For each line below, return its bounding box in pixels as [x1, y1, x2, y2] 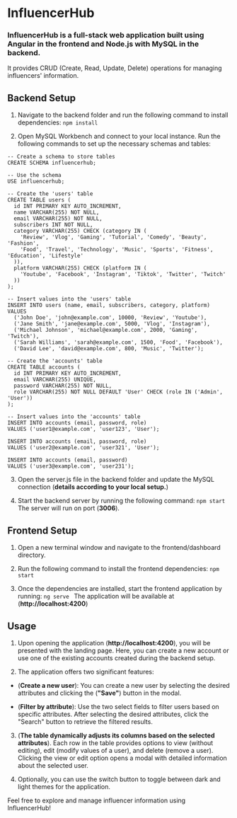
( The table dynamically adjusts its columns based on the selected [17, 731, 215, 739]
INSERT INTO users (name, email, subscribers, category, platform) [7, 302, 211, 309]
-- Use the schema [7, 172, 62, 179]
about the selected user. [17, 761, 88, 769]
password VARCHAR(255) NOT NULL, [13, 382, 112, 390]
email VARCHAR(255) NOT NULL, [13, 215, 103, 222]
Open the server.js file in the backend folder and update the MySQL [17, 476, 214, 484]
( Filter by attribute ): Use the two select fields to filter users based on [17, 702, 219, 710]
